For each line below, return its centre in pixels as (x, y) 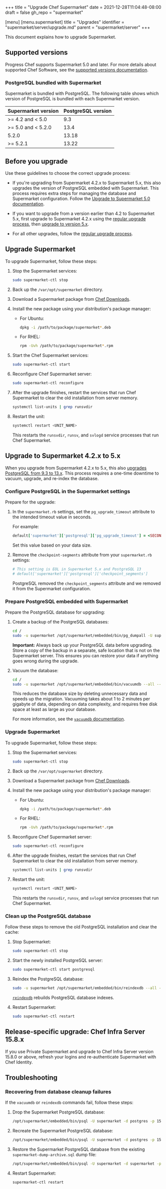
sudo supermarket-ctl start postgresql (54, 970)
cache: (12, 932)
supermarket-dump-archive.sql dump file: (54, 1154)
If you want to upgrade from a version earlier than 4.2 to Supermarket (83, 213)
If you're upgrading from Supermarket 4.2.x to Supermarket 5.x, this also (86, 183)
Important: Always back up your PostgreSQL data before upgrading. (82, 645)
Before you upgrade (36, 161)
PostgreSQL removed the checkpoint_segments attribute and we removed (86, 583)
